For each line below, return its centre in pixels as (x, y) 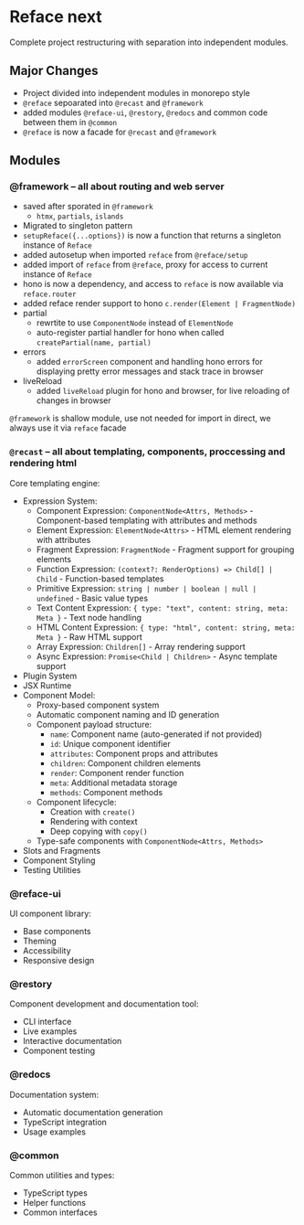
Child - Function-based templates (100, 579)
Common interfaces (60, 1212)
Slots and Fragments (62, 850)
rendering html (43, 463)
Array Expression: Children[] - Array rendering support (141, 646)
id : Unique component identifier (110, 743)
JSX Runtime (47, 685)
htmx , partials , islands (80, 216)
